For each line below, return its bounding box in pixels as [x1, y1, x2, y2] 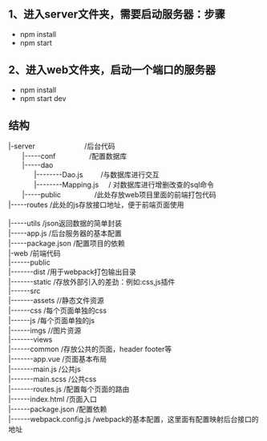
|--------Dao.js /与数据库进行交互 [34, 170, 160, 180]
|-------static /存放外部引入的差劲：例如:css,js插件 [8, 277, 176, 287]
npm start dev [19, 93, 67, 103]
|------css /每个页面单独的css [8, 305, 107, 315]
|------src [8, 286, 41, 296]
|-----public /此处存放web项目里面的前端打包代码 [22, 190, 216, 200]
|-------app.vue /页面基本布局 [8, 354, 107, 364]
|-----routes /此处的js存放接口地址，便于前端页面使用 [8, 200, 184, 210]
